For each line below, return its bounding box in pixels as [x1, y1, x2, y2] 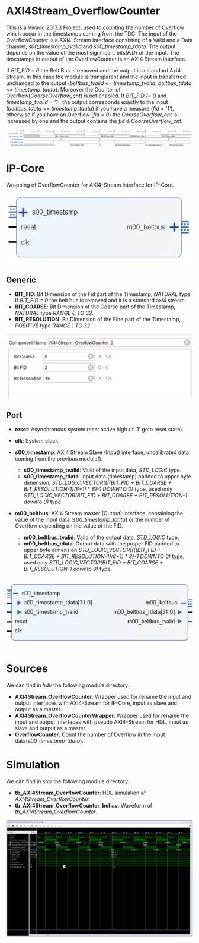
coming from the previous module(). [14, 455, 103, 462]
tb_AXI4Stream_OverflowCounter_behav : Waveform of [14, 802, 153, 809]
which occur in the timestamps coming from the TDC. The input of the [6, 30, 178, 37]
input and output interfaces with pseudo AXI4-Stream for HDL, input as [14, 718, 188, 726]
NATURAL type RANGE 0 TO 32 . [14, 310, 94, 317]
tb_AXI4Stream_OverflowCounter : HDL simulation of [14, 789, 146, 796]
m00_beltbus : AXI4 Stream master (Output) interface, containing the [14, 509, 184, 516]
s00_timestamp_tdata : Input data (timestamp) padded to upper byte [23, 472, 191, 480]
